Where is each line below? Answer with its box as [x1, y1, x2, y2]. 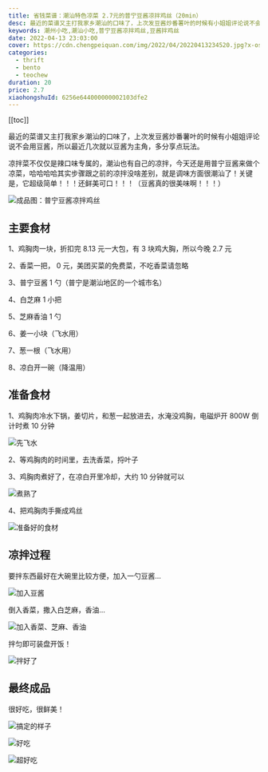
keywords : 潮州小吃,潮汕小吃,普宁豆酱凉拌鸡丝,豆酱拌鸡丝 [8, 26, 179, 34]
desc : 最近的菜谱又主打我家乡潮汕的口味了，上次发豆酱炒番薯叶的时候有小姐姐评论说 [8, 19, 250, 27]
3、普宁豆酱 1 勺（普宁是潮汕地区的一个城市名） [8, 278, 167, 287]
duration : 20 [8, 78, 52, 86]
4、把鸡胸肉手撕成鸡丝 [8, 505, 84, 515]
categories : [8, 49, 48, 57]
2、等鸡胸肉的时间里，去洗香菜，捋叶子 [8, 454, 139, 464]
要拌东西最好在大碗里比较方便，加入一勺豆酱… [8, 571, 162, 580]
